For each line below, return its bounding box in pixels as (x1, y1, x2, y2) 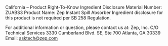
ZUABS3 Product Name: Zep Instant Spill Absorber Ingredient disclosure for (5, 9, 163, 15)
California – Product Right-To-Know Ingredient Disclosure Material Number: (5, 4, 162, 10)
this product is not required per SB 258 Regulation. (5, 15, 111, 20)
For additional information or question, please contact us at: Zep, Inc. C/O (5, 24, 158, 30)
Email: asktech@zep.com (5, 35, 58, 41)
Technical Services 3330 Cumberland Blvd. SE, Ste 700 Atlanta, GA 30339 (5, 30, 161, 35)
